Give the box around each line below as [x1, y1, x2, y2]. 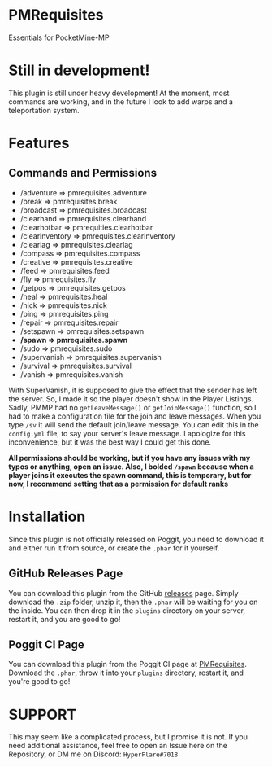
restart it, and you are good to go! [8, 614, 121, 624]
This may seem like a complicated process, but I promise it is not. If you [8, 732, 248, 742]
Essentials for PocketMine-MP [8, 33, 110, 42]
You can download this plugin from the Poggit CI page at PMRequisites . [8, 660, 248, 669]
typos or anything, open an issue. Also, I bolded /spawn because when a [8, 462, 254, 471]
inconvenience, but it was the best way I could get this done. [8, 437, 212, 447]
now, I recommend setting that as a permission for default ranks [8, 479, 229, 489]
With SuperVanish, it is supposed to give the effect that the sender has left [8, 385, 257, 395]
